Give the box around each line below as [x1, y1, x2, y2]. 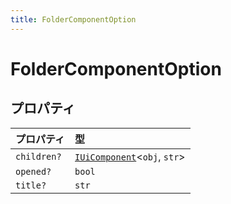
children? [15, 151, 62, 162]
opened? [15, 166, 52, 177]
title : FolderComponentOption [10, 14, 137, 25]
